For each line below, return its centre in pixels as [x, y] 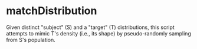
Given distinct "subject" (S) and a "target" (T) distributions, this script [91, 27]
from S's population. [31, 40]
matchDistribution [52, 11]
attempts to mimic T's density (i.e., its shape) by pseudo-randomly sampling [99, 33]
